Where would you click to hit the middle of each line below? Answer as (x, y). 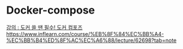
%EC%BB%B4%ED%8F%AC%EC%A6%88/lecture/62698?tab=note (91, 40)
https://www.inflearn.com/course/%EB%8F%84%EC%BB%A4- (85, 34)
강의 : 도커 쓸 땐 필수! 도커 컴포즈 (44, 27)
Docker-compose (51, 10)
